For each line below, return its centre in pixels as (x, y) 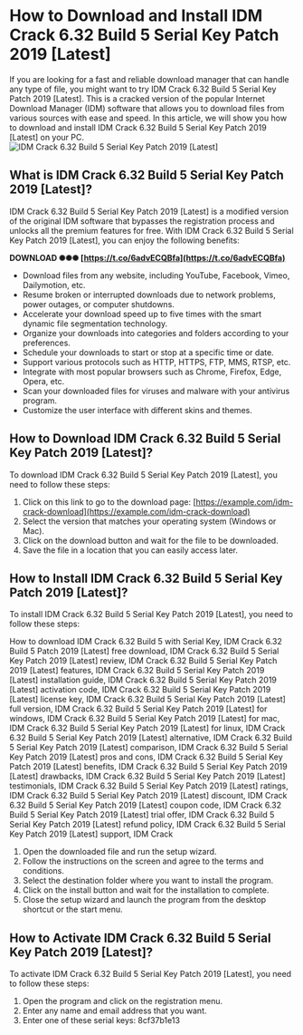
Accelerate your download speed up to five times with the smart (142, 314)
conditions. (43, 871)
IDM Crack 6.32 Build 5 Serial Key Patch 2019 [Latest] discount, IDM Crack (148, 796)
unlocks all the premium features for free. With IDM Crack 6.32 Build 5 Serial (151, 230)
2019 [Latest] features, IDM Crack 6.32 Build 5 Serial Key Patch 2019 (137, 671)
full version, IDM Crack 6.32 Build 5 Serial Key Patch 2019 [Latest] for (138, 709)
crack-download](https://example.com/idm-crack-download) (136, 511)
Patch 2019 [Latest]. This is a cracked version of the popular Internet (137, 98)
